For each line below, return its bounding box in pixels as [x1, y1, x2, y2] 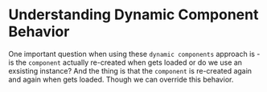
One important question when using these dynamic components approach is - [8, 49, 261, 58]
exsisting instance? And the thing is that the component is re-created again [8, 66, 252, 75]
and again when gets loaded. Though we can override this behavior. [8, 74, 234, 84]
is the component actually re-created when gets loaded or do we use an [8, 58, 243, 67]
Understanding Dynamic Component [8, 6, 259, 24]
